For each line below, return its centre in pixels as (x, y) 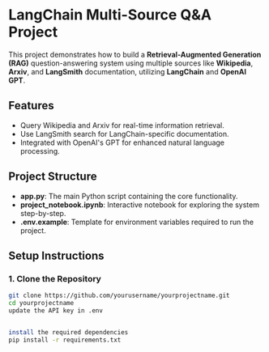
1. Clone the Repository (55, 278)
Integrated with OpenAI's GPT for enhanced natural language (122, 142)
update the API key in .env (56, 311)
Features (31, 106)
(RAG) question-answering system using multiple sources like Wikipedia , (131, 63)
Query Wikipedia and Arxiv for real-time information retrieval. (122, 125)
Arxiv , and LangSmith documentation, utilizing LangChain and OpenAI (128, 71)
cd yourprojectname (41, 303)
